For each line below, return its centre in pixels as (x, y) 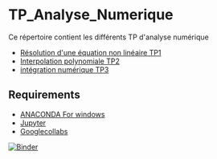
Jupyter (33, 123)
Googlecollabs (44, 131)
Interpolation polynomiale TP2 (70, 61)
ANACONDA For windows (62, 114)
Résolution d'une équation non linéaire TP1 (90, 52)
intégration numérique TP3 (64, 69)
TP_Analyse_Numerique (91, 15)
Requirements (44, 95)
